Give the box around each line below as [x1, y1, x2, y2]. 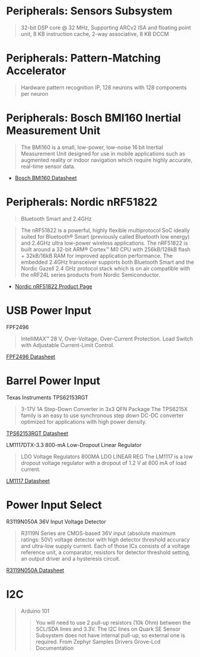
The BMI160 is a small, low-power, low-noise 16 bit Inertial [20, 144, 163, 151]
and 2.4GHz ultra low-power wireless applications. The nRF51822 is [20, 239, 188, 247]
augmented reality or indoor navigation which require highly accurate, [20, 156, 193, 163]
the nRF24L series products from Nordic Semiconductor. [20, 271, 161, 278]
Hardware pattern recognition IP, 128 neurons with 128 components [20, 84, 187, 91]
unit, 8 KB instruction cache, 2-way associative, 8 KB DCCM [20, 30, 169, 37]
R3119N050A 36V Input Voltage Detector [6, 518, 106, 525]
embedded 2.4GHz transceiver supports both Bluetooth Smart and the [20, 258, 194, 266]
